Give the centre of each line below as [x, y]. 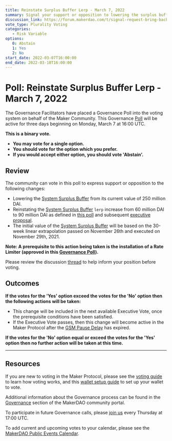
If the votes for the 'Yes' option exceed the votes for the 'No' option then [84, 296]
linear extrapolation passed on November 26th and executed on [93, 231]
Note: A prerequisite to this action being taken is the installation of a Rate [84, 246]
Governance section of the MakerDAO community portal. [65, 403]
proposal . [23, 220]
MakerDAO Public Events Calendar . [42, 433]
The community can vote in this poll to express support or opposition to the [85, 183]
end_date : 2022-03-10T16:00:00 [39, 63]
